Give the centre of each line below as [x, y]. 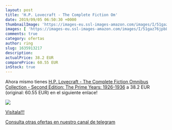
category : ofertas [25, 39]
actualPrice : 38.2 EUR [29, 58]
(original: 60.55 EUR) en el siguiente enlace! [51, 93]
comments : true [21, 34]
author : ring [19, 44]
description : [19, 53]
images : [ [16, 29]
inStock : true [20, 67]
